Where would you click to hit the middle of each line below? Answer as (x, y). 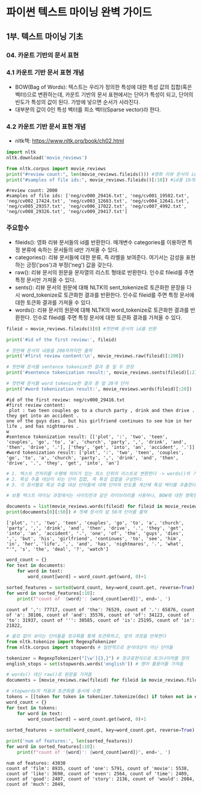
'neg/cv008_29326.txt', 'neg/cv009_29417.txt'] (67, 212)
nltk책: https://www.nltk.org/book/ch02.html (69, 141)
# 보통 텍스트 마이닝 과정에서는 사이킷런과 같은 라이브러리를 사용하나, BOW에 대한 (94, 496)
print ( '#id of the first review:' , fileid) (62, 340)
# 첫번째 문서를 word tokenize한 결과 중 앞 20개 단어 (67, 384)
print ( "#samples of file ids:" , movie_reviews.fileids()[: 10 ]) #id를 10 (99, 180)
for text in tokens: (32, 708)
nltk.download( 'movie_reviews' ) (47, 158)
